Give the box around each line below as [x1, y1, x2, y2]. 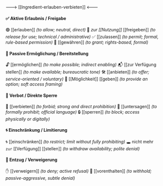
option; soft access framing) [5, 81, 63, 87]
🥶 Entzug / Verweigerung [5, 157, 58, 163]
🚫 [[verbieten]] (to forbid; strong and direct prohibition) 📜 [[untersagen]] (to [5, 103, 157, 109]
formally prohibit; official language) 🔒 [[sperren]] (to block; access [5, 109, 140, 115]
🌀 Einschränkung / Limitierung [5, 127, 68, 133]
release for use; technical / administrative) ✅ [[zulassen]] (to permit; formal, [5, 34, 159, 40]
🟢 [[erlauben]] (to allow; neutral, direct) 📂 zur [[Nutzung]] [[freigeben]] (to [5, 27, 156, 33]
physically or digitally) [5, 116, 50, 122]
